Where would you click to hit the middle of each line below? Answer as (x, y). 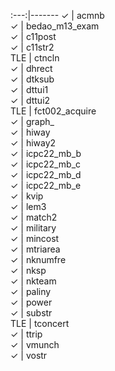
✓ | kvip (27, 196)
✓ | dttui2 (30, 100)
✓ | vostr (29, 355)
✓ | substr (31, 313)
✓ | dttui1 (29, 89)
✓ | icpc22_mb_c (46, 164)
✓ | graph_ (32, 121)
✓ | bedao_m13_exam (55, 26)
